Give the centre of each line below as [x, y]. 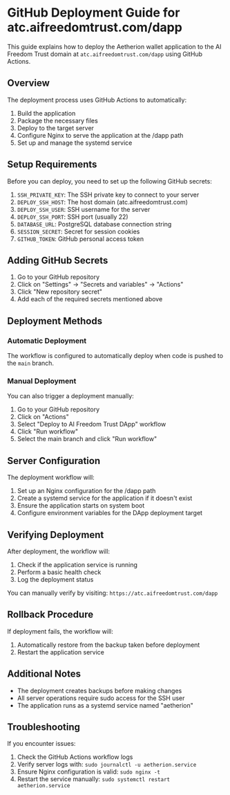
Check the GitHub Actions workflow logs [75, 757]
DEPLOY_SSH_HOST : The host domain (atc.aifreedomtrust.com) [103, 202]
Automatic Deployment [47, 341]
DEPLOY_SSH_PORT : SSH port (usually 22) [73, 217]
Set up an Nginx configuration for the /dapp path [86, 491]
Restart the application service [61, 652]
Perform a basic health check [59, 572]
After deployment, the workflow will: [59, 551]
